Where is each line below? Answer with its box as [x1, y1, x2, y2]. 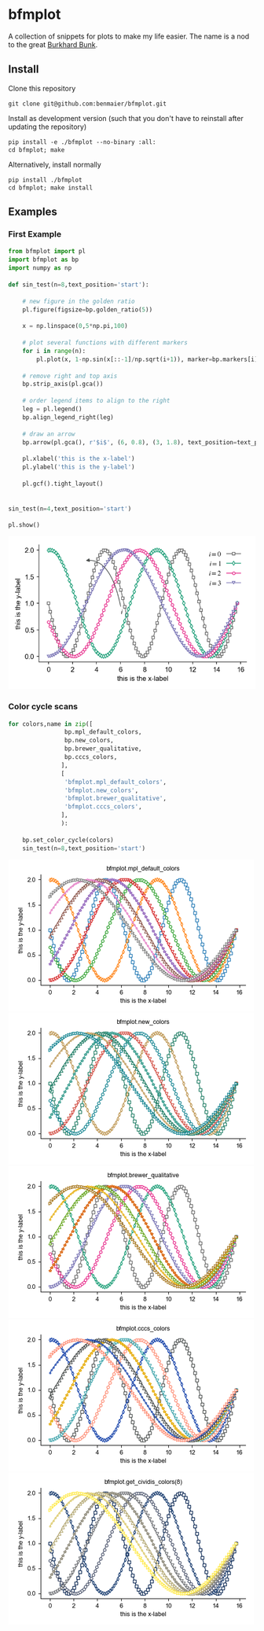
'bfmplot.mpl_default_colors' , [64, 778, 167, 786]
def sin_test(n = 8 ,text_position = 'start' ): [8, 281, 149, 289]
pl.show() [8, 521, 41, 529]
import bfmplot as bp [8, 256, 79, 264]
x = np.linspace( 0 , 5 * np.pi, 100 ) [22, 322, 128, 330]
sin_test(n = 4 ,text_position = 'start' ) [8, 505, 132, 513]
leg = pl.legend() [22, 405, 82, 414]
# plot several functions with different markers [22, 339, 189, 347]
